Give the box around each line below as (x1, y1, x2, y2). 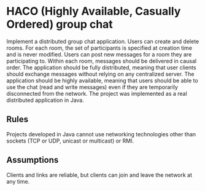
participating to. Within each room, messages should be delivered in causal (6, 57, 197, 64)
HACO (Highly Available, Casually (6, 4, 181, 18)
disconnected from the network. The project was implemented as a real (6, 90, 187, 97)
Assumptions (6, 155, 59, 165)
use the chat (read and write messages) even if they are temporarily (6, 83, 178, 90)
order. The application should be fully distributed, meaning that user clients (6, 63, 196, 71)
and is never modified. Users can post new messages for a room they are (6, 50, 192, 58)
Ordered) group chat (6, 17, 114, 31)
